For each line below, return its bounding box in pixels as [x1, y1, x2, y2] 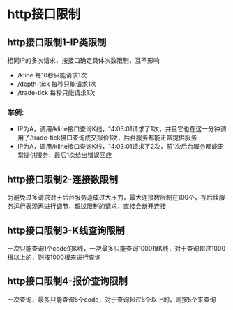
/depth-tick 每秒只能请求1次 [17, 80, 97, 88]
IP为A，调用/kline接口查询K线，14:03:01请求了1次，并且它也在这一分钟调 [17, 125, 227, 133]
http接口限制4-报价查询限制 [7, 275, 128, 287]
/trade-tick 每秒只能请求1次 [17, 89, 96, 96]
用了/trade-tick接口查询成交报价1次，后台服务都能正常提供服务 [17, 133, 197, 142]
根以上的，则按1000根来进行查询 [7, 253, 101, 261]
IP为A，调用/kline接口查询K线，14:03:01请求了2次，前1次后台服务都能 [17, 142, 218, 151]
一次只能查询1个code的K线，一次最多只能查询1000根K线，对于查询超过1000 [7, 244, 226, 252]
